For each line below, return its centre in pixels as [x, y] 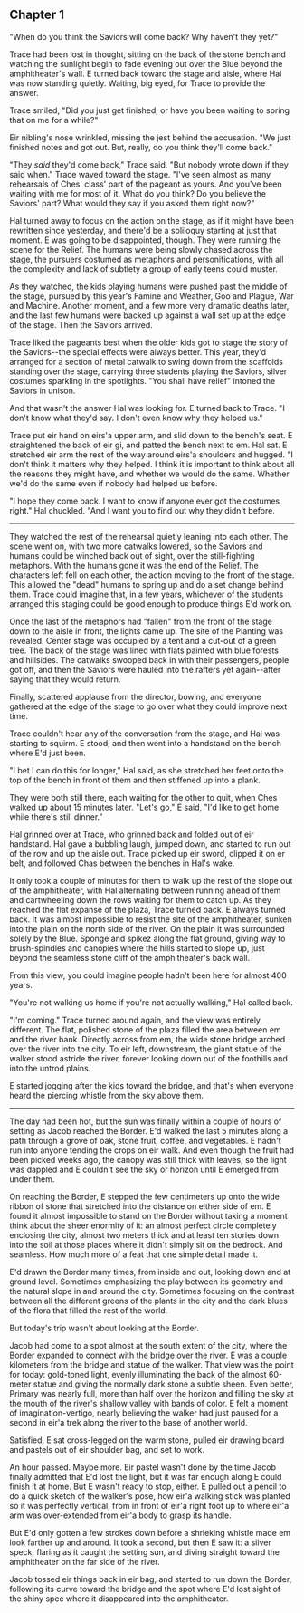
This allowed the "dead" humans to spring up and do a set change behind [147, 584]
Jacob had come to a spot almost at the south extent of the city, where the [148, 1345]
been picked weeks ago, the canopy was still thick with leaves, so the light [148, 1159]
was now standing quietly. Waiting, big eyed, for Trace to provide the [138, 83]
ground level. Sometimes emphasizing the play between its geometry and [146, 1282]
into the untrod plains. [50, 1068]
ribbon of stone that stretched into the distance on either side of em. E [140, 1206]
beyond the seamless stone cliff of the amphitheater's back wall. [130, 957]
